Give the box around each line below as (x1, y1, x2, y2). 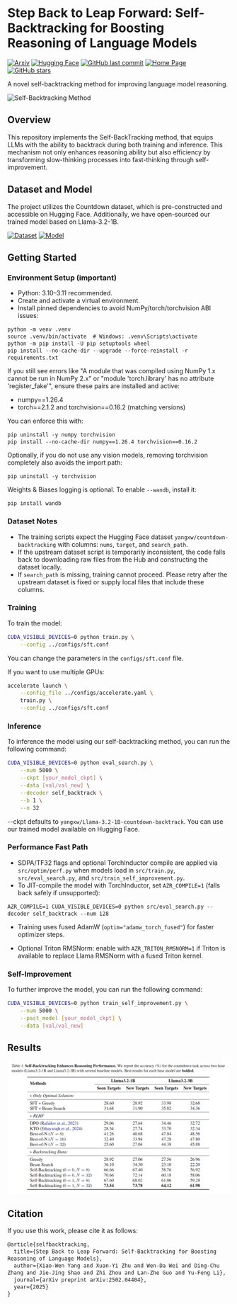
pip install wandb (7, 500, 62, 507)
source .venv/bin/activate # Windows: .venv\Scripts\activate (7, 333, 198, 341)
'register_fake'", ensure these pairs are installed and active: (7, 382, 180, 390)
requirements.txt (7, 354, 59, 362)
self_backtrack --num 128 (33, 910, 110, 917)
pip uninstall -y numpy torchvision (7, 431, 115, 438)
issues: (17, 312, 39, 320)
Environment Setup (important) (7, 273, 117, 283)
